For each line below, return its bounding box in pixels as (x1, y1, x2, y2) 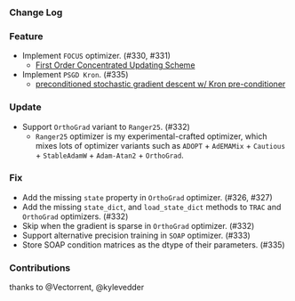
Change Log (9, 6, 63, 19)
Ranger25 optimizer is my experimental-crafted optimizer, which (35, 131, 267, 142)
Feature (9, 29, 44, 42)
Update (9, 101, 42, 113)
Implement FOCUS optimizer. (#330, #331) (21, 51, 171, 61)
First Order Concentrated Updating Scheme (35, 60, 195, 70)
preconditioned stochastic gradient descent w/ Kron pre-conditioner (35, 78, 286, 90)
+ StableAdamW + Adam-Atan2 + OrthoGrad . (35, 150, 184, 160)
